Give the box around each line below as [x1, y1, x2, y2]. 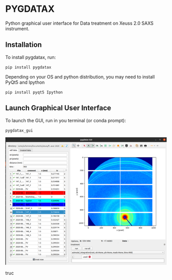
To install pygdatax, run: [5, 54, 56, 60]
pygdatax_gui [5, 128, 33, 133]
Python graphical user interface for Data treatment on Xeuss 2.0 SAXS [5, 20, 154, 26]
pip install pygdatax [5, 65, 52, 70]
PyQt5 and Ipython [5, 79, 45, 85]
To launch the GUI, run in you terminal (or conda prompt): [5, 117, 126, 123]
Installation [5, 41, 42, 49]
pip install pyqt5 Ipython [5, 89, 63, 95]
